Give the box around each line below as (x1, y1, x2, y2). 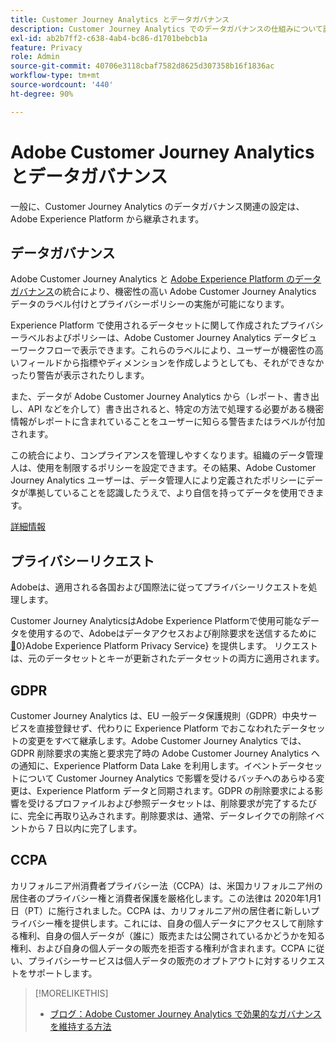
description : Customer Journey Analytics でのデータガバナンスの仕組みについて (10, 24, 323, 34)
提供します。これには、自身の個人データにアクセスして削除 (71, 917, 316, 929)
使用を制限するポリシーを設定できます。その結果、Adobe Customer (36, 462, 317, 474)
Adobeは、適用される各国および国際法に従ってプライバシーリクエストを (10, 581, 309, 593)
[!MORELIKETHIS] (34, 987, 109, 999)
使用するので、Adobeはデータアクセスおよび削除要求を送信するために (27, 627, 318, 640)
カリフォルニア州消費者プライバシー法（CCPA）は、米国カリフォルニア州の (10, 879, 323, 891)
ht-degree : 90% (10, 89, 74, 99)
